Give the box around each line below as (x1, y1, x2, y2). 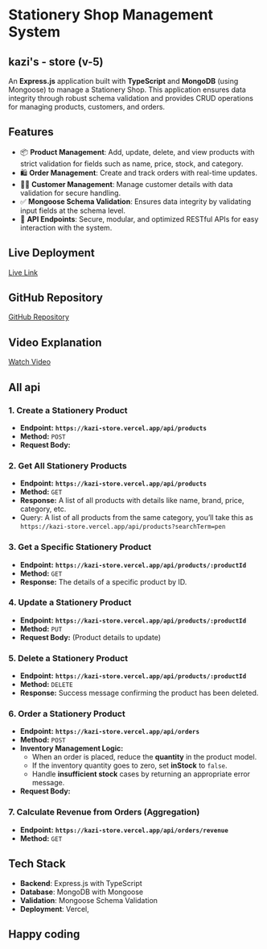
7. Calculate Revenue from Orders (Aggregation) (8, 806, 200, 818)
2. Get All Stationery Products (8, 460, 127, 471)
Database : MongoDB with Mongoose (19, 887, 143, 897)
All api (8, 381, 41, 394)
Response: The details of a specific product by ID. (19, 576, 187, 586)
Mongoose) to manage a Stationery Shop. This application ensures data (8, 85, 247, 94)
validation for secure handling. (19, 188, 121, 198)
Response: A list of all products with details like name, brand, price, (19, 496, 244, 506)
